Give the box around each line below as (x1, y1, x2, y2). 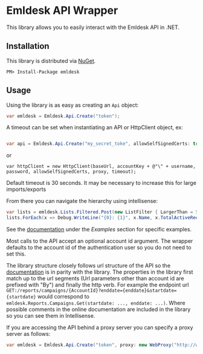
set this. (6, 250, 26, 257)
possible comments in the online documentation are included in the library (6, 306, 191, 313)
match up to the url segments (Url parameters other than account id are (6, 275, 184, 282)
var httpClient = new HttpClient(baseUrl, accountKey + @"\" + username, (6, 164, 196, 170)
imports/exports (6, 185, 47, 193)
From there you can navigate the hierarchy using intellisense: (6, 198, 158, 205)
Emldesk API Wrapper (6, 4, 118, 18)
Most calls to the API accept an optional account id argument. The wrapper (6, 237, 193, 245)
